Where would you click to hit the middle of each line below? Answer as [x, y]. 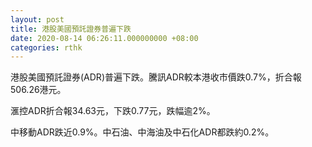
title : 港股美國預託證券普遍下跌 [71, 29]
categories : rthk [46, 47]
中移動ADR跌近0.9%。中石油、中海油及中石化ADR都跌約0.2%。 [142, 132]
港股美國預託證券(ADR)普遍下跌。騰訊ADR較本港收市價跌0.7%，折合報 [156, 77]
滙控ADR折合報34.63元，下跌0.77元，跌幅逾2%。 [113, 111]
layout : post [37, 19]
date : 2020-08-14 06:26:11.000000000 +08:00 [104, 38]
